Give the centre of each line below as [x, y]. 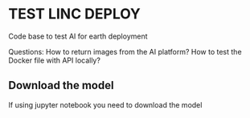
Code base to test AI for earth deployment [78, 36]
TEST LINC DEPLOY [74, 14]
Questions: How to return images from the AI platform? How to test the [125, 51]
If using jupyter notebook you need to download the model [105, 104]
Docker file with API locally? [54, 60]
